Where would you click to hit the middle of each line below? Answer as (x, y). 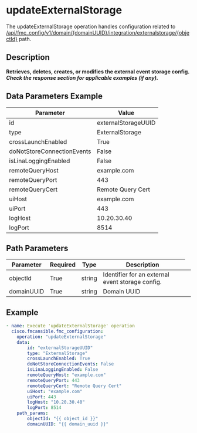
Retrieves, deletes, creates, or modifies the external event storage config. (98, 72)
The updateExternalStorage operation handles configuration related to (91, 26)
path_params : (33, 413)
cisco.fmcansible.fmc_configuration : (57, 331)
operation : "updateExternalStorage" (62, 337)
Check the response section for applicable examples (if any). (82, 77)
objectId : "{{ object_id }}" (63, 419)
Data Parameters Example (54, 97)
